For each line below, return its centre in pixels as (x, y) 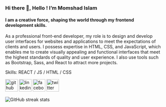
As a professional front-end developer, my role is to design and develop (79, 36)
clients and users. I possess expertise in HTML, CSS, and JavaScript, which (83, 47)
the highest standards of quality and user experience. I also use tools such (82, 57)
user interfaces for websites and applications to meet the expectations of (80, 41)
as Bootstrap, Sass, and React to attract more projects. (61, 63)
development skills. (26, 25)
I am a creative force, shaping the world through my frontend (69, 20)
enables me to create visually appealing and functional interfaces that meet (83, 52)
